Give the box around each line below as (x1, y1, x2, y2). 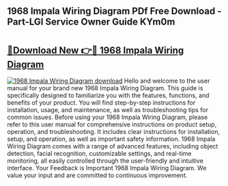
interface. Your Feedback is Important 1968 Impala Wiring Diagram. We (7, 164, 207, 172)
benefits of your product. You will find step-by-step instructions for (7, 98, 196, 107)
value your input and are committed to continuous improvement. (7, 171, 188, 179)
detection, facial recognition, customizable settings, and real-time (7, 150, 192, 157)
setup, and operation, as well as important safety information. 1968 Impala (7, 135, 216, 143)
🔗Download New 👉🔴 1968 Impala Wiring (7, 44, 184, 56)
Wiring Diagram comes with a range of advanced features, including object (7, 142, 218, 150)
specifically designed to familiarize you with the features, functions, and (7, 92, 210, 99)
